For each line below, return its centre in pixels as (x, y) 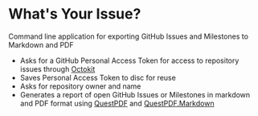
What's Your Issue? (75, 14)
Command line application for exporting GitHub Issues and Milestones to (129, 36)
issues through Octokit (57, 68)
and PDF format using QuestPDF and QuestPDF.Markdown (117, 103)
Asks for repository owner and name (80, 86)
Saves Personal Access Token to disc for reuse (98, 77)
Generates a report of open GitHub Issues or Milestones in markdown (135, 94)
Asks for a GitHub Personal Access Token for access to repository (129, 60)
